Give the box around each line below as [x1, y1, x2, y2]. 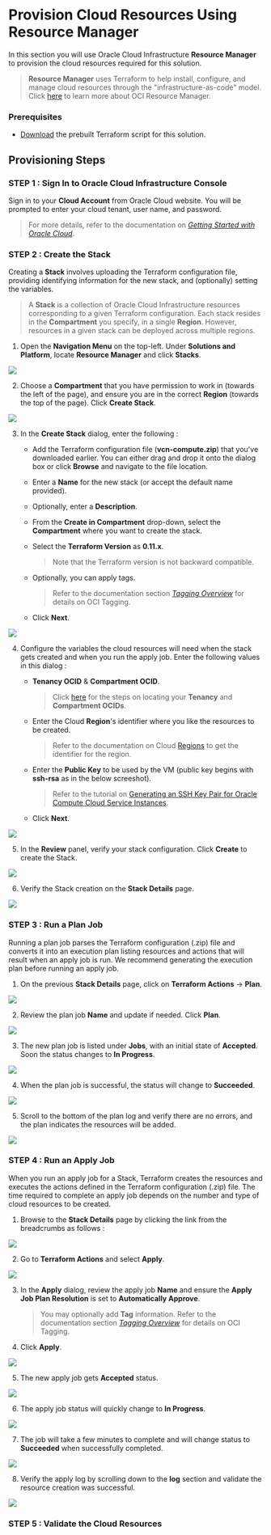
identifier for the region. [52, 750, 132, 759]
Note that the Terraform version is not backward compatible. [52, 557, 255, 567]
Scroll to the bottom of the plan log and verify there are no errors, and [19, 1110, 253, 1121]
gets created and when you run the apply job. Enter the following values [19, 653, 260, 662]
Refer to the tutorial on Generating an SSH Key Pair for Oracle [52, 789, 257, 799]
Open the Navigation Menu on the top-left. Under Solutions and [19, 341, 236, 351]
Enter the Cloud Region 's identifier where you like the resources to [32, 717, 255, 726]
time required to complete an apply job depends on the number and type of [8, 1190, 260, 1200]
